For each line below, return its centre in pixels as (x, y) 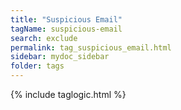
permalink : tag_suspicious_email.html (91, 47)
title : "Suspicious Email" (66, 19)
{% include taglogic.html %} (68, 94)
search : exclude (44, 38)
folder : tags (37, 66)
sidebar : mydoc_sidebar (60, 57)
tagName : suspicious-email (66, 29)
